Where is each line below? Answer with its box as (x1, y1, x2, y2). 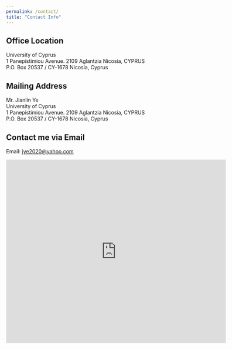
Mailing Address (6, 80, 67, 91)
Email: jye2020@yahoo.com (6, 147, 74, 155)
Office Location (6, 36, 64, 46)
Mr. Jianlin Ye (6, 96, 39, 103)
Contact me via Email (6, 132, 85, 142)
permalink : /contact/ (6, 8, 59, 15)
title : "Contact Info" (6, 14, 62, 20)
